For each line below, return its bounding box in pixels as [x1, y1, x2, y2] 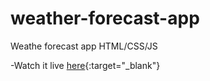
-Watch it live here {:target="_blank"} [10, 59, 161, 71]
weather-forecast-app [10, 7, 200, 30]
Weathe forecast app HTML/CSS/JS [10, 40, 158, 52]
